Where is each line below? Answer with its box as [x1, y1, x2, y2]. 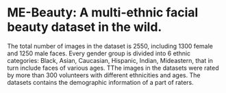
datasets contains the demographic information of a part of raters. [7, 78, 194, 86]
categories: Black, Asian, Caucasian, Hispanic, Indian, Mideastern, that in [7, 56, 214, 64]
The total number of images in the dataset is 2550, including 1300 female [7, 42, 214, 50]
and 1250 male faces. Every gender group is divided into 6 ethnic [7, 49, 191, 57]
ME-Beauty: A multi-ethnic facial [7, 5, 199, 21]
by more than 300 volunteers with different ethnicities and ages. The [7, 70, 201, 79]
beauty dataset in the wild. [7, 19, 162, 35]
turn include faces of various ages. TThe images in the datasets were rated [7, 64, 219, 72]
